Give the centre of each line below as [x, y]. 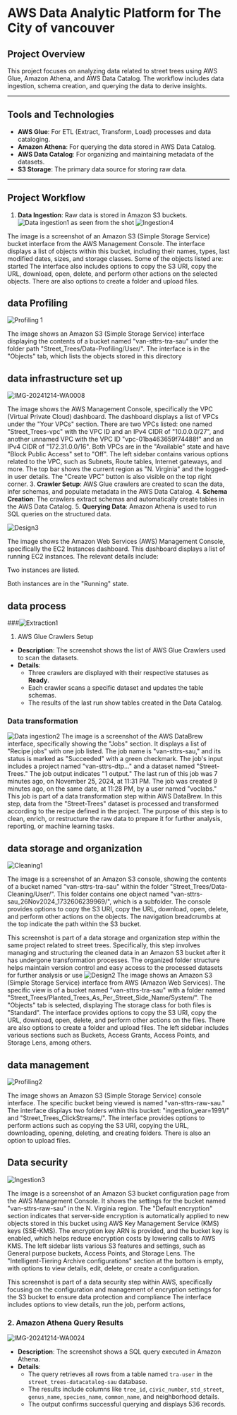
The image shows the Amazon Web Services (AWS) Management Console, [116, 542]
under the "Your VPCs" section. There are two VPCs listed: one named [110, 424]
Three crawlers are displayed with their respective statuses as [119, 673]
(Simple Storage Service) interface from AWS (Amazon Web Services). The [116, 983]
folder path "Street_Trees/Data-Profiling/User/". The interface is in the [109, 349]
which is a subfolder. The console [162, 901]
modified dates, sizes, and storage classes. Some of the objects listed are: [115, 258]
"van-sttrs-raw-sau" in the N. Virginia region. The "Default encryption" [110, 1208]
